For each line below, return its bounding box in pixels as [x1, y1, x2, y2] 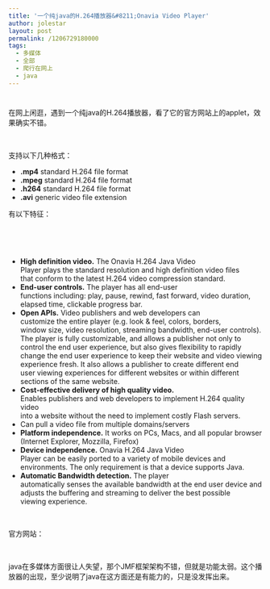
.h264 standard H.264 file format [19, 183, 131, 194]
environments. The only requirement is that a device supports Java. [19, 462, 245, 472]
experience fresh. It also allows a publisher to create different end [19, 359, 239, 369]
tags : [8, 42, 27, 50]
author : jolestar [8, 19, 67, 27]
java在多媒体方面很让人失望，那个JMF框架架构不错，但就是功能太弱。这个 [8, 562, 255, 571]
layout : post [8, 27, 52, 35]
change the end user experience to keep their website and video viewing [19, 350, 263, 360]
